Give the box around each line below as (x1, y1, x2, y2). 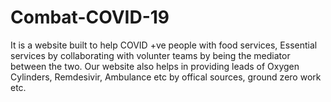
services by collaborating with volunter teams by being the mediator (10, 49, 291, 61)
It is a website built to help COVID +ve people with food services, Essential (10, 39, 318, 51)
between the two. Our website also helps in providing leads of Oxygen (10, 60, 300, 72)
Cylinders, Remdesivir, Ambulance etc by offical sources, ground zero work (10, 71, 322, 83)
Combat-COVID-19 (10, 6, 170, 29)
